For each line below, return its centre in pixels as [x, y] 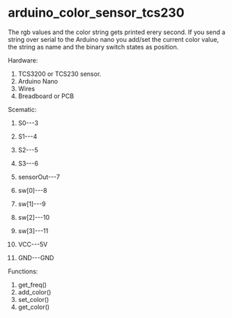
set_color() [33, 299]
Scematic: [22, 109]
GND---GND [36, 257]
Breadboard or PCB [46, 96]
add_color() [34, 292]
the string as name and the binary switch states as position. [93, 47]
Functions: [23, 271]
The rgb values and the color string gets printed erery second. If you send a [117, 32]
